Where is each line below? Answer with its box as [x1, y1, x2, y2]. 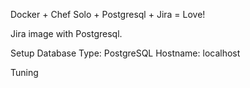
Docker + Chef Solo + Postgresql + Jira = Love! [10, 9, 206, 20]
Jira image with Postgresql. [10, 28, 123, 39]
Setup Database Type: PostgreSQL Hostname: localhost [10, 47, 241, 59]
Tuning [10, 67, 39, 78]
